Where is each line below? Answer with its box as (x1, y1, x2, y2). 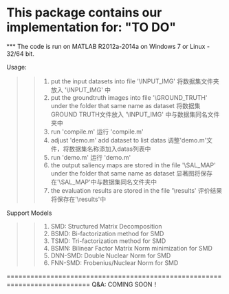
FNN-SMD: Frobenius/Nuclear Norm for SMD (50, 258, 179, 266)
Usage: (6, 63, 27, 71)
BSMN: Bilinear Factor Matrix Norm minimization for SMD (50, 244, 212, 252)
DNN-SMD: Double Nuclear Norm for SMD (50, 251, 171, 260)
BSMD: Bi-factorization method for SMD (50, 229, 164, 238)
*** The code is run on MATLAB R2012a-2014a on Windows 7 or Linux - (6, 42, 210, 50)
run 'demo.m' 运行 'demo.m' (50, 153, 131, 161)
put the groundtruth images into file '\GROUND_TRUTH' (50, 93, 208, 101)
